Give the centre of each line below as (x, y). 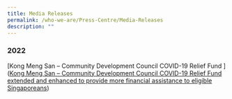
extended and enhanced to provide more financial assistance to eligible (110, 80)
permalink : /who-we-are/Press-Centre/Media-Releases (85, 20)
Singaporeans (27, 88)
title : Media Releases (40, 13)
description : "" (31, 26)
